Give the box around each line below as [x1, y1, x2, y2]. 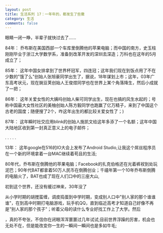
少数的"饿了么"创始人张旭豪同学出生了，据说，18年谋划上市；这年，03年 [5, 74, 150, 79]
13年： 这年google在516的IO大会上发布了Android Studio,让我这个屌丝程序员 [5, 145, 156, 151]
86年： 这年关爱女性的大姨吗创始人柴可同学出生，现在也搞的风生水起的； [5, 96, 152, 102]
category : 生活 [5, 16, 34, 21]
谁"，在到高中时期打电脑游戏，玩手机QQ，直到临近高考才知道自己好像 [5, 200, 146, 206]
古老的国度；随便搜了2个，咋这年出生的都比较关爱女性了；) [5, 108, 124, 115]
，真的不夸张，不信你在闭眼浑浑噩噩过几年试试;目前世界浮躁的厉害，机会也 [5, 216, 155, 222]
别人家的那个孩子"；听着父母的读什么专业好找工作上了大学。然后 [11, 206, 141, 212]
